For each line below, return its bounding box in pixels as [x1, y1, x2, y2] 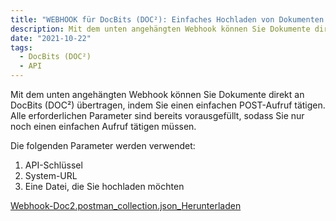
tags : [10, 42, 33, 53]
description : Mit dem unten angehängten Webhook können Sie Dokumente [10, 24, 311, 34]
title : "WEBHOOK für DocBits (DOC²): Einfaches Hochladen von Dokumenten [10, 14, 325, 25]
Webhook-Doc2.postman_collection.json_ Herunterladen [10, 200, 242, 211]
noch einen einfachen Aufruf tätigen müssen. [10, 121, 197, 132]
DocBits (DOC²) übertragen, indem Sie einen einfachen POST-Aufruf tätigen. [10, 99, 326, 111]
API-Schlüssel [24, 159, 83, 171]
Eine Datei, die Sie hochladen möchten [24, 181, 185, 192]
